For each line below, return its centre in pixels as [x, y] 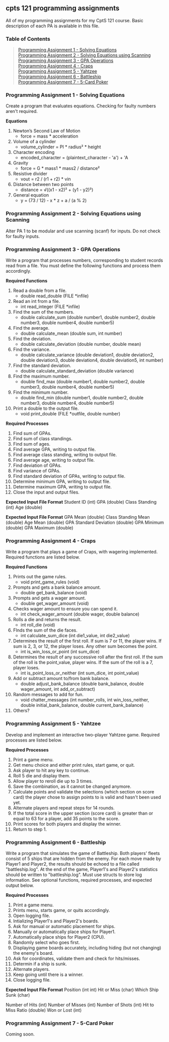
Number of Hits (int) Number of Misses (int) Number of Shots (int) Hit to [80, 1005]
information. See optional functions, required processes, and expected [79, 880]
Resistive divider [30, 174]
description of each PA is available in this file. [53, 26]
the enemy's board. [33, 953]
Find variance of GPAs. [37, 471]
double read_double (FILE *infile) [55, 296]
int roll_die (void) [38, 625]
